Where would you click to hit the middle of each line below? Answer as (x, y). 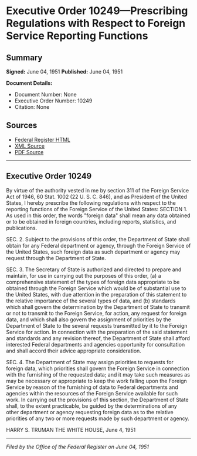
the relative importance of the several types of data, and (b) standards (91, 301)
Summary (24, 57)
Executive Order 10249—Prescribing (97, 11)
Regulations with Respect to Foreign (96, 23)
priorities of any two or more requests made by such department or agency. (98, 418)
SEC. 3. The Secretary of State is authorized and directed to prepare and (94, 269)
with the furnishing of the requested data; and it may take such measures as (98, 374)
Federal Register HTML (43, 139)
